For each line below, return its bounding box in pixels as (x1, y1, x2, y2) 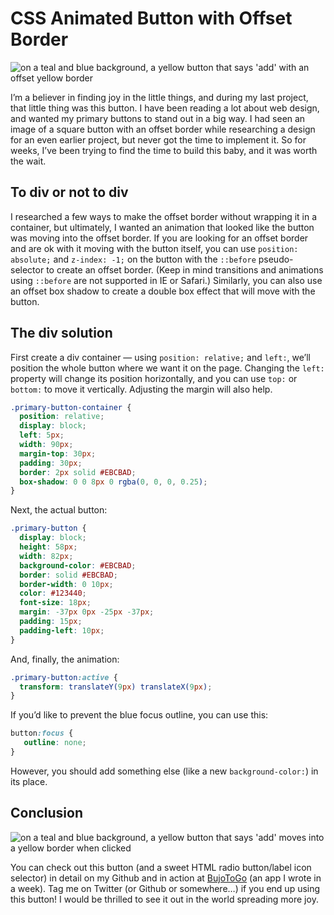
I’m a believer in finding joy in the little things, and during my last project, (10, 91, 309, 103)
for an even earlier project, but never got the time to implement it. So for (10, 133, 307, 146)
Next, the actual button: (10, 504, 108, 516)
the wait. (10, 155, 47, 167)
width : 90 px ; (19, 440, 74, 450)
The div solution (10, 325, 113, 342)
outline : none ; (23, 738, 87, 748)
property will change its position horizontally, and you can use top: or (10, 372, 298, 384)
